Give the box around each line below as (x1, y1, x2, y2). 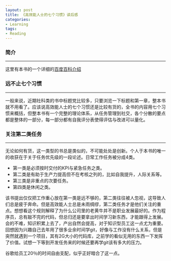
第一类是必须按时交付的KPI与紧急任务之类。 (12, 165, 105, 171)
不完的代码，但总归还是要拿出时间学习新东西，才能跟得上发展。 (32, 214, 166, 220)
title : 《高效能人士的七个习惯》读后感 (5, 12, 78, 17)
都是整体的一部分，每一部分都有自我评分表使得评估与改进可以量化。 (5, 117, 148, 123)
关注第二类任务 (5, 130, 42, 137)
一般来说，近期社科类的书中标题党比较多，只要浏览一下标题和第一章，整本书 (5, 97, 166, 103)
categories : (5, 17, 31, 22)
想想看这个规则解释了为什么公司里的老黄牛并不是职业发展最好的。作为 (14, 207, 161, 214)
